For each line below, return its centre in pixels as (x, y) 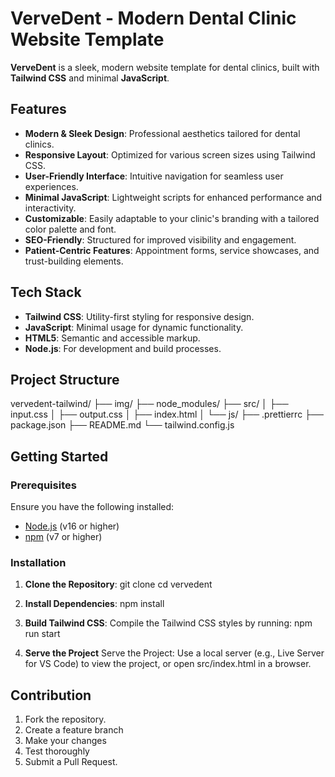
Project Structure (65, 379)
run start (42, 634)
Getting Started (59, 456)
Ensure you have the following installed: (92, 507)
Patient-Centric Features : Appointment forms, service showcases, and (172, 250)
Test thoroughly (57, 751)
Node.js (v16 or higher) (72, 526)
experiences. (51, 186)
